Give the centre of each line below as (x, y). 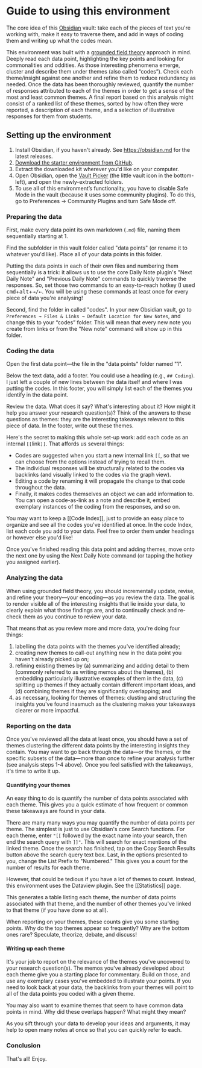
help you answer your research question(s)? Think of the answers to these (99, 413)
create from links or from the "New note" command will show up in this (94, 329)
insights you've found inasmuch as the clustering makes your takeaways (105, 704)
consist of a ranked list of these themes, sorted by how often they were (95, 103)
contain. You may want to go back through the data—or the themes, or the (99, 752)
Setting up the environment (59, 135)
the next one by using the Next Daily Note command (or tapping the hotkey (99, 556)
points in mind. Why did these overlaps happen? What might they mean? (96, 1012)
